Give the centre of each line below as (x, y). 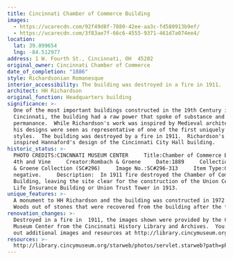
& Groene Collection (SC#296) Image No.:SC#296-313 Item (110, 168)
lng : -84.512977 (37, 53)
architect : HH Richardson (44, 91)
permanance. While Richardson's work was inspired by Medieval (108, 123)
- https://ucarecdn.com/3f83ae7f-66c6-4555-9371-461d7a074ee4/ (106, 33)
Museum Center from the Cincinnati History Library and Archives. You (119, 226)
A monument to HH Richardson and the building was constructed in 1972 (119, 201)
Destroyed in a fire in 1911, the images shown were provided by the (118, 220)
